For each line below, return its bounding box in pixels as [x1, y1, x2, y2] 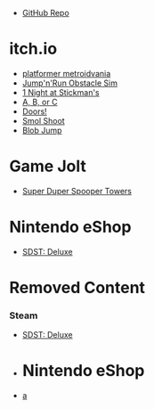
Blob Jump [21, 125, 62, 135]
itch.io [9, 39, 58, 59]
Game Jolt [9, 156, 86, 176]
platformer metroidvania [21, 68, 111, 78]
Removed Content [9, 278, 145, 298]
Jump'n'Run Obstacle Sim [21, 78, 118, 88]
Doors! [21, 106, 47, 117]
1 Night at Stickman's [21, 86, 100, 97]
